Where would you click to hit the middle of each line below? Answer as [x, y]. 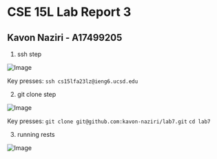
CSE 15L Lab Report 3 [69, 12]
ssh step [29, 54]
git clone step [37, 94]
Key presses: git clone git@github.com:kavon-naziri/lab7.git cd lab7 [109, 121]
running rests [36, 134]
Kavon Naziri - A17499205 [65, 38]
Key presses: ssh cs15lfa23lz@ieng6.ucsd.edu [73, 81]
